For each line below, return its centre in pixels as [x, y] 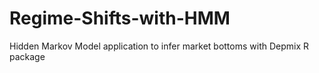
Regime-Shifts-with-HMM [120, 18]
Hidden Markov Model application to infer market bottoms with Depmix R [159, 46]
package [27, 56]
